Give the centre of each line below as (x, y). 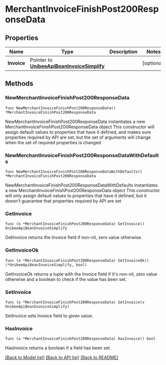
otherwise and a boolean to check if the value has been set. (66, 279)
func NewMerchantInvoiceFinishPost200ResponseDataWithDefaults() (74, 171)
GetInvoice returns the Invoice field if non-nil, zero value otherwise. (74, 238)
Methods (19, 84)
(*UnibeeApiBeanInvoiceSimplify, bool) (46, 265)
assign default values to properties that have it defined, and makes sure (78, 132)
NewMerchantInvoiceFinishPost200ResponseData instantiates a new (75, 122)
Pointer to (41, 60)
